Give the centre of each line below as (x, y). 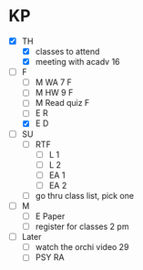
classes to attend (67, 52)
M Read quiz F (62, 103)
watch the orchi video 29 (82, 247)
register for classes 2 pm (82, 227)
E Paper (50, 216)
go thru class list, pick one (84, 195)
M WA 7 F (53, 82)
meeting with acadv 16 (77, 62)
